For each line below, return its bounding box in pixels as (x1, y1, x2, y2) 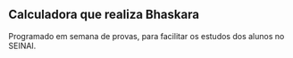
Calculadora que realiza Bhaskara (8, 7, 200, 22)
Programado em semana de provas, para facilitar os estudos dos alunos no (8, 30, 285, 41)
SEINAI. (8, 40, 37, 51)
